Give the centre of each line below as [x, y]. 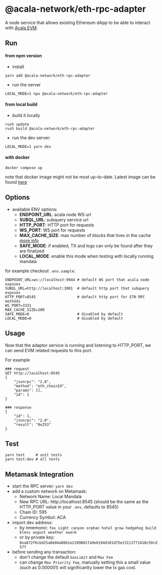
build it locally [26, 115]
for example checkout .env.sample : [40, 271]
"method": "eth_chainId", [40, 386]
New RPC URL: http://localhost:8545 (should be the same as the [84, 502]
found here [16, 182]
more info [29, 240]
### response [18, 407]
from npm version [24, 55]
